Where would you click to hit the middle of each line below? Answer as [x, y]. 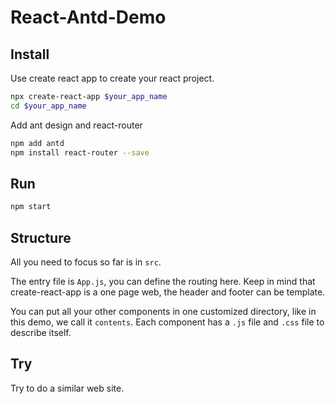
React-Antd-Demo [88, 17]
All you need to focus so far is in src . [86, 262]
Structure [41, 237]
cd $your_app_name [48, 106]
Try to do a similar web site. [67, 388]
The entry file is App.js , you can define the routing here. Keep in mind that [163, 281]
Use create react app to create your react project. [112, 78]
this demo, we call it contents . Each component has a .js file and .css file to [167, 322]
